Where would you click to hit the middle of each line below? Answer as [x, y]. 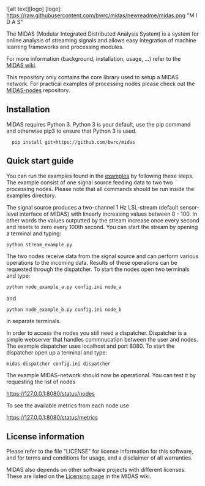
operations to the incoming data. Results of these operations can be [92, 262]
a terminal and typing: [34, 233]
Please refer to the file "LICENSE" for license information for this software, [100, 452]
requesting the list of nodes [41, 382]
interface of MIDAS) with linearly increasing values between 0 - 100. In [108, 214]
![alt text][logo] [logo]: [34, 9]
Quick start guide [40, 161]
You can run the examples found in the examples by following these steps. [100, 176]
